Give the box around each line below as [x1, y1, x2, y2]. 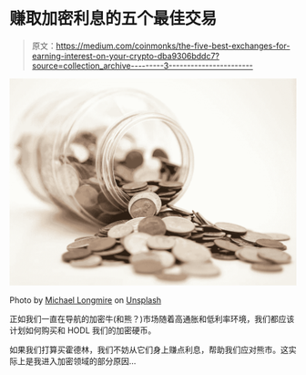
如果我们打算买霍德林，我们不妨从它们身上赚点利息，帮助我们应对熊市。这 [9, 344, 289, 355]
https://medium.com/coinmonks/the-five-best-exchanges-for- [56, 40, 291, 51]
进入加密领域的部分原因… [40, 355, 137, 366]
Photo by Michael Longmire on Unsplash [9, 294, 162, 306]
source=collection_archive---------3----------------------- [31, 60, 253, 71]
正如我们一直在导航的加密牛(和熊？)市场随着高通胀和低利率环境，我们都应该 [9, 313, 295, 324]
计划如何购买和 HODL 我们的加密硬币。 [9, 325, 157, 336]
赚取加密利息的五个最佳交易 [9, 8, 218, 29]
